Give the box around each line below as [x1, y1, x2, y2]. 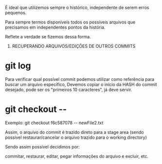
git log [5, 60, 31, 72]
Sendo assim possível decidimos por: [5, 144, 80, 149]
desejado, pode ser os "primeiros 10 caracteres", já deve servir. [5, 87, 132, 92]
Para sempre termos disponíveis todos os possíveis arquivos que [5, 19, 135, 25]
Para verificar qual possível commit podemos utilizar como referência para [5, 76, 155, 82]
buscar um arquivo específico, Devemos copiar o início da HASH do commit [5, 81, 157, 87]
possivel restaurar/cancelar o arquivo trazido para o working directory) [5, 134, 147, 140]
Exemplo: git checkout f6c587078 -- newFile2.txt [5, 120, 104, 126]
